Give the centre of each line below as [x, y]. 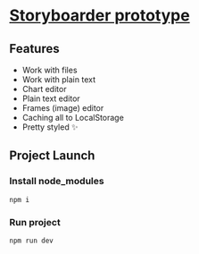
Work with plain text [59, 80]
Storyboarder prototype [99, 16]
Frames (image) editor [63, 108]
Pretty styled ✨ [50, 127]
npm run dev [31, 241]
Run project [35, 222]
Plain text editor [51, 98]
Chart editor [44, 89]
